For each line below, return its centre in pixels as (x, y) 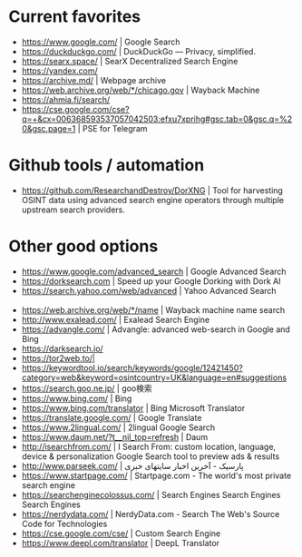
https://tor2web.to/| (58, 358)
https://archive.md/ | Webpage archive (94, 80)
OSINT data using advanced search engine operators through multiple (153, 200)
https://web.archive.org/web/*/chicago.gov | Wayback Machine (141, 90)
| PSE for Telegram (112, 128)
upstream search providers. (73, 210)
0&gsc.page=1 (49, 128)
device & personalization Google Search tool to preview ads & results (151, 456)
